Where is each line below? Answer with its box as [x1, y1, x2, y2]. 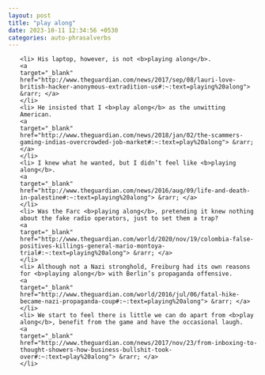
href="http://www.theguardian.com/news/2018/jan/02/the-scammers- [19, 131, 244, 139]
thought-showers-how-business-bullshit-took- [19, 346, 172, 354]
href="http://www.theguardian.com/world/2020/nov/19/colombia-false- [19, 235, 255, 244]
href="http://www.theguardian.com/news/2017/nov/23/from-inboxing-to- [19, 339, 258, 347]
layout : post [8, 11, 51, 20]
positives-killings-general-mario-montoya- [19, 242, 166, 250]
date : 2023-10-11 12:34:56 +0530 [8, 26, 119, 34]
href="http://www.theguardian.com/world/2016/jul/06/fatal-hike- [19, 290, 240, 299]
